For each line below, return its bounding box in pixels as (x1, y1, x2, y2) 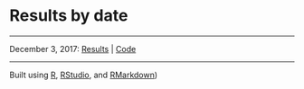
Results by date (9, 5, 128, 26)
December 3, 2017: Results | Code (9, 43, 137, 54)
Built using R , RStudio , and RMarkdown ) (9, 69, 158, 80)
